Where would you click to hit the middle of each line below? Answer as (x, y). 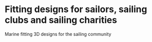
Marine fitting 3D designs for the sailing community (58, 34)
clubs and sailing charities (61, 20)
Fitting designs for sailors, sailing (76, 9)
